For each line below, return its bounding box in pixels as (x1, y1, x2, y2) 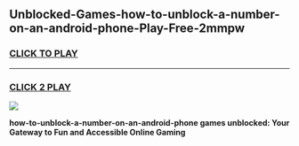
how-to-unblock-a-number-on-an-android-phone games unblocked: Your (9, 117, 290, 127)
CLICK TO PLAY (9, 48, 78, 60)
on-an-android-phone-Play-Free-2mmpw (9, 21, 246, 36)
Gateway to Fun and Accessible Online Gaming (9, 127, 186, 137)
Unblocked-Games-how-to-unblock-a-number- (9, 7, 280, 22)
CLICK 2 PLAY (9, 81, 71, 93)
